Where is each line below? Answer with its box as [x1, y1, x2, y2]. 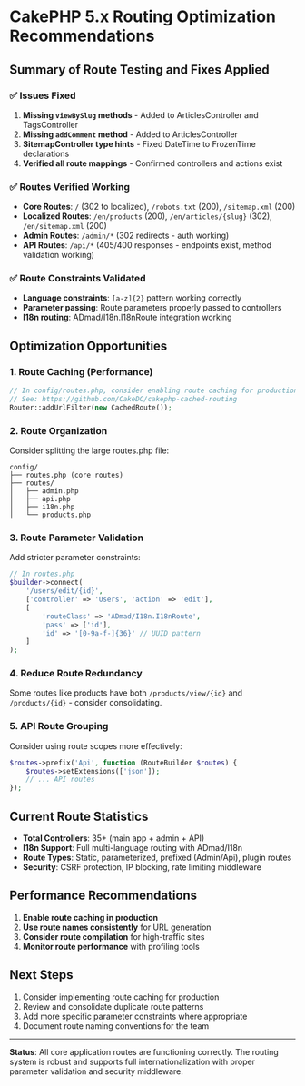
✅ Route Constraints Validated [9, 272, 147, 285]
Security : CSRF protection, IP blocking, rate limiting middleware [22, 862, 261, 873]
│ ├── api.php [9, 495, 71, 504]
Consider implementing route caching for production [22, 992, 220, 1002]
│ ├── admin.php [9, 487, 79, 496]
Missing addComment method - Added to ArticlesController [22, 129, 239, 140]
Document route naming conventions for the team [22, 1020, 210, 1032]
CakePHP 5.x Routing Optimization [9, 6, 277, 27]
